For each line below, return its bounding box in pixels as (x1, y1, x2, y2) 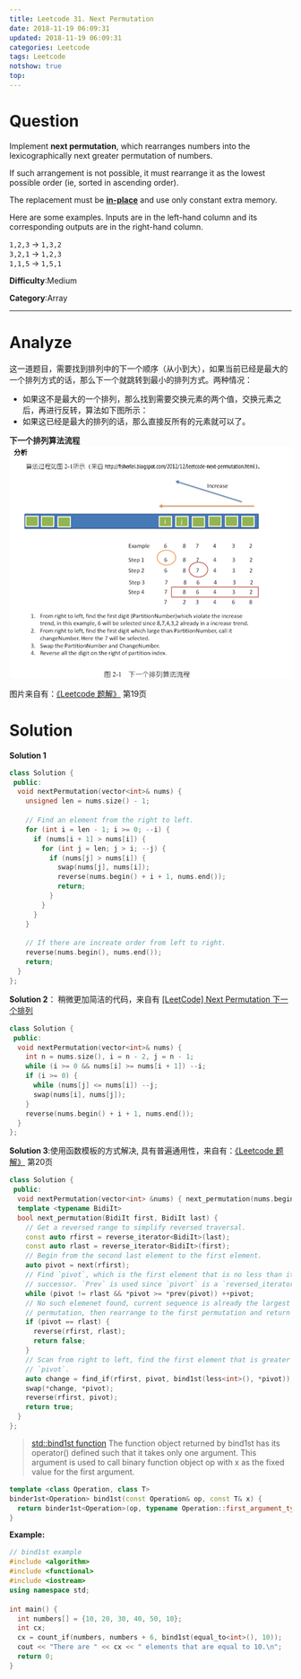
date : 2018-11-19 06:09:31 (9, 23, 110, 33)
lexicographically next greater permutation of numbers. (9, 150, 213, 161)
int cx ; (17, 1623, 47, 1632)
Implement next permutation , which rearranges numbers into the (9, 140, 251, 152)
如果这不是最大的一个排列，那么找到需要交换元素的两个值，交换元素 (21, 393, 274, 404)
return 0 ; (17, 1652, 54, 1661)
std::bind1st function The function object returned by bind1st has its (30, 1438, 280, 1448)
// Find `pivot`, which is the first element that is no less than (25, 1270, 282, 1279)
